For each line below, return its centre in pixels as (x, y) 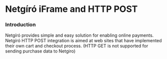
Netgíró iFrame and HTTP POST (72, 9)
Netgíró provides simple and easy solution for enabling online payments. (80, 35)
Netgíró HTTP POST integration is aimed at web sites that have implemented (83, 41)
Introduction (20, 25)
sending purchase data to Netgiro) (40, 51)
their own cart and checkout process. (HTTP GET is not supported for (77, 46)
